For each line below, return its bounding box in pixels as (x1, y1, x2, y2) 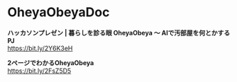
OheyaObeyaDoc (7, 4, 110, 20)
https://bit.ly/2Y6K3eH (7, 44, 73, 52)
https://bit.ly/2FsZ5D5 (7, 66, 72, 75)
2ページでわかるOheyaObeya (7, 58, 94, 67)
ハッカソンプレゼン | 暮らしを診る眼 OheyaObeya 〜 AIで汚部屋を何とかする (7, 28, 231, 37)
